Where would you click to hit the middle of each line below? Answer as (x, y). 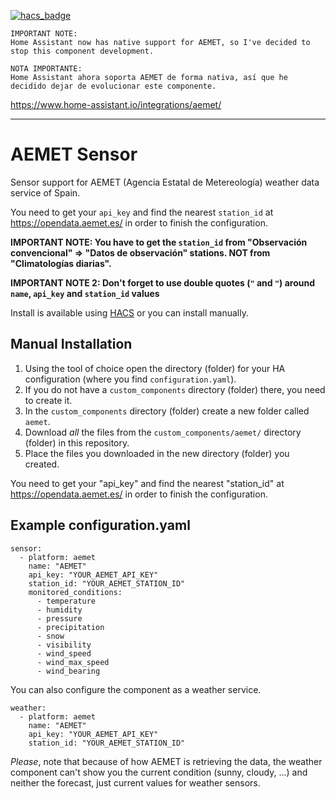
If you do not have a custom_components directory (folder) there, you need (175, 389)
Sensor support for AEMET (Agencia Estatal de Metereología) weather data (165, 182)
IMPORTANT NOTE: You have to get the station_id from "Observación (159, 242)
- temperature (66, 601)
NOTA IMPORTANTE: (46, 69)
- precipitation (70, 627)
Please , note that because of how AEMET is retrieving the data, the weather (166, 761)
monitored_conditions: (75, 592)
